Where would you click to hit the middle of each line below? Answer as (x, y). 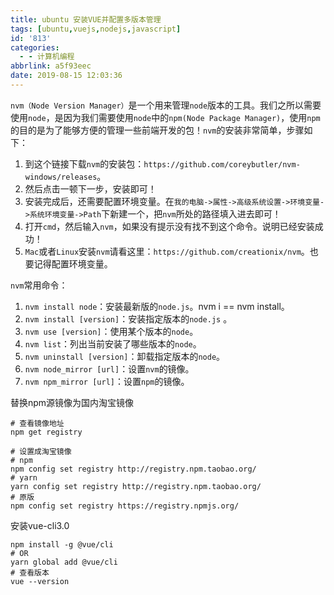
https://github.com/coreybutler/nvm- (222, 164)
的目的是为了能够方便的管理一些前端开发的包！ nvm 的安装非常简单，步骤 (157, 130)
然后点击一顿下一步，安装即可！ (90, 188)
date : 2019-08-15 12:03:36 (66, 76)
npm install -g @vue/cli (62, 544)
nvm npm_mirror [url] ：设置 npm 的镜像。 (107, 381)
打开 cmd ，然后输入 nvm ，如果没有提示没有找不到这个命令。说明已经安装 (169, 226)
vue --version (40, 581)
